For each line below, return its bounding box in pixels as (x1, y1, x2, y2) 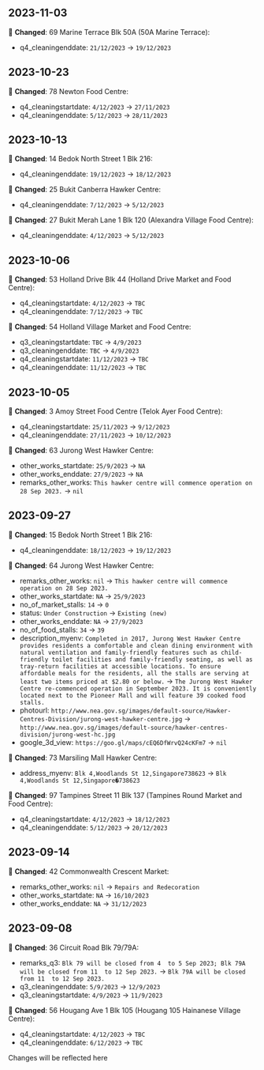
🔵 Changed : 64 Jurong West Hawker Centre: (8, 561, 154, 570)
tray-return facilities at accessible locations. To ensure (19, 662, 221, 671)
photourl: (19, 705, 50, 715)
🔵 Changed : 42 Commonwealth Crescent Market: (8, 866, 169, 876)
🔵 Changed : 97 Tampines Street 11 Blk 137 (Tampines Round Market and (8, 790, 243, 800)
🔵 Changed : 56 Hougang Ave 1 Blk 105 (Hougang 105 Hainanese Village (8, 1005, 241, 1015)
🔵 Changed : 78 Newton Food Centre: (8, 86, 128, 96)
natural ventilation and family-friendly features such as (19, 648, 218, 656)
